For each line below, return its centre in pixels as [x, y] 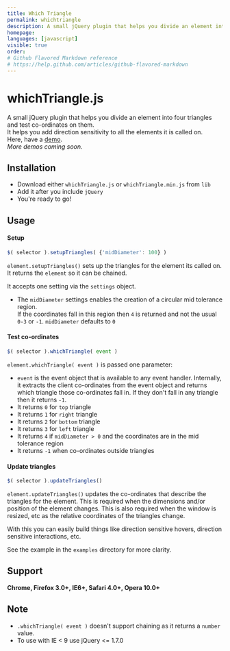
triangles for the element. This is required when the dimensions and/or [106, 501]
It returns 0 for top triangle [54, 407]
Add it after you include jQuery [60, 192]
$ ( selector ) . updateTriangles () [55, 481]
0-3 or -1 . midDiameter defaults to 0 [66, 321]
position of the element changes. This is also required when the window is [112, 508]
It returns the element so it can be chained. [67, 273]
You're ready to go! [44, 199]
